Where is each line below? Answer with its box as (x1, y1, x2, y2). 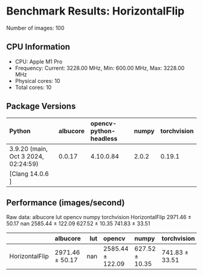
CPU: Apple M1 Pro (14, 57, 63, 65)
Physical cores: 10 (14, 77, 60, 84)
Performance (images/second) (6, 197, 125, 208)
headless (90, 134, 118, 143)
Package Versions (6, 101, 76, 111)
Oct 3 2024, (9, 152, 44, 160)
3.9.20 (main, (9, 144, 48, 153)
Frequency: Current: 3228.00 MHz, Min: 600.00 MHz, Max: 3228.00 (14, 64, 185, 71)
